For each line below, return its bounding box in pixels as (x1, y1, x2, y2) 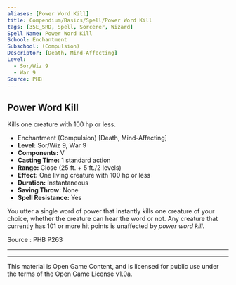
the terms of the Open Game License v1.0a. (7, 270, 133, 278)
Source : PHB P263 (7, 236, 63, 244)
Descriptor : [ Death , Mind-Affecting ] (7, 50, 118, 57)
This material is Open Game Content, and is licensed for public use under (7, 263, 219, 271)
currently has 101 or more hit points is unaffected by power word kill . (7, 222, 205, 230)
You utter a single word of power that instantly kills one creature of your (7, 207, 215, 216)
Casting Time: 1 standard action (17, 156, 111, 165)
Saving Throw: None (17, 186, 79, 194)
